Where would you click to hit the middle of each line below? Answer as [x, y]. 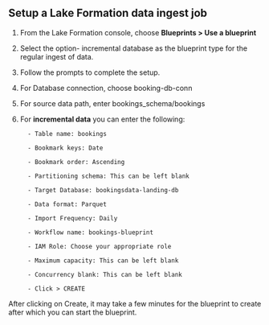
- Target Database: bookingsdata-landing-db [103, 190]
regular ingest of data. [57, 56]
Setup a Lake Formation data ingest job [108, 13]
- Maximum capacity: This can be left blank [103, 261]
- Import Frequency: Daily [73, 218]
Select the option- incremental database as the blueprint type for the [133, 48]
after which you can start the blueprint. [73, 312]
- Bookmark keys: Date [65, 148]
